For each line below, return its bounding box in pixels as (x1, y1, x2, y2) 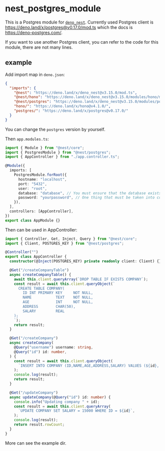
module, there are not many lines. (5, 44, 73, 50)
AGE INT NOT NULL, (23, 300, 93, 304)
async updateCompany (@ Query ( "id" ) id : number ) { (9, 395, 111, 400)
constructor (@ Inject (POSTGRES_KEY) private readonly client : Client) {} (9, 259, 162, 264)
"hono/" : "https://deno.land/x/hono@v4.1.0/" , (14, 104, 111, 109)
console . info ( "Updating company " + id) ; (14, 399, 100, 404)
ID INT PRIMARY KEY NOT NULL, (23, 290, 93, 296)
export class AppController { (5, 254, 67, 259)
